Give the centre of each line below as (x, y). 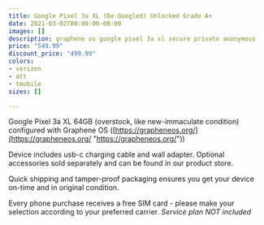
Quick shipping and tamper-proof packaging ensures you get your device (131, 179)
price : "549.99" (36, 46)
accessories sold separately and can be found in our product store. (121, 163)
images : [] (27, 31)
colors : (22, 62)
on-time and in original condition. (64, 188)
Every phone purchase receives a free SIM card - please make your (121, 203)
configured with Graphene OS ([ (62, 130)
